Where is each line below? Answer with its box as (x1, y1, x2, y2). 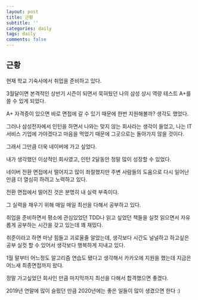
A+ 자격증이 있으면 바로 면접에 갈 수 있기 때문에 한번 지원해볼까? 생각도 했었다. (6, 110, 189, 117)
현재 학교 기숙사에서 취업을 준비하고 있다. (6, 77, 102, 84)
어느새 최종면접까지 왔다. (6, 261, 64, 269)
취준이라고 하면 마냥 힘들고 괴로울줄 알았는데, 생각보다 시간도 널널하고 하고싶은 (6, 234, 190, 241)
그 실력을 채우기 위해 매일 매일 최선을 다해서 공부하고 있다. (6, 201, 141, 208)
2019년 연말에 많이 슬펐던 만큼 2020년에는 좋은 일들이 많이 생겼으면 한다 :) (6, 287, 181, 294)
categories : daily (6, 25, 52, 32)
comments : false (6, 36, 47, 42)
